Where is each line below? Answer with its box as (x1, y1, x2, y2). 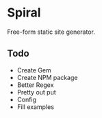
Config (16, 95, 36, 104)
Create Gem (16, 66, 51, 74)
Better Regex (16, 81, 54, 89)
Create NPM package (16, 73, 78, 81)
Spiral (7, 5, 41, 21)
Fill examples (16, 102, 55, 111)
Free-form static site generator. (7, 28, 96, 36)
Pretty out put (16, 88, 56, 96)
